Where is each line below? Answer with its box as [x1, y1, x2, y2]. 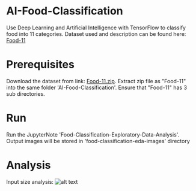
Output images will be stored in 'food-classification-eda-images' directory [6, 137, 191, 144]
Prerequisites [6, 58, 75, 71]
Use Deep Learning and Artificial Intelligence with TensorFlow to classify [6, 24, 186, 31]
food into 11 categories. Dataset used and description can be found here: [6, 30, 186, 37]
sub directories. [6, 90, 45, 97]
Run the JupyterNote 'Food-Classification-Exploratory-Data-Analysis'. [6, 131, 180, 138]
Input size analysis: [6, 178, 54, 185]
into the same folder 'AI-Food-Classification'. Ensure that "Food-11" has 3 [6, 84, 188, 91]
